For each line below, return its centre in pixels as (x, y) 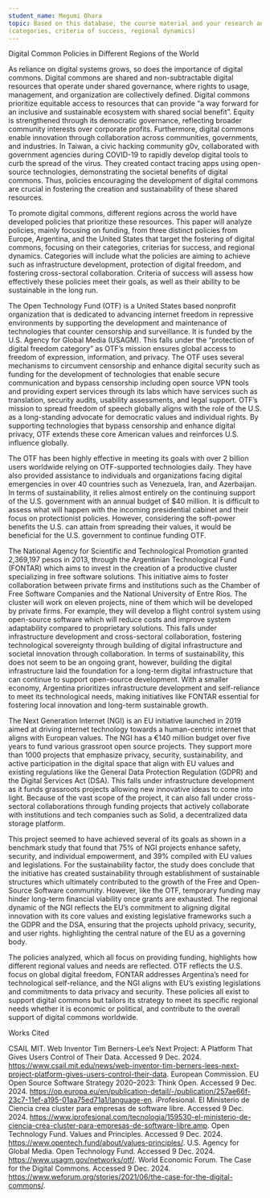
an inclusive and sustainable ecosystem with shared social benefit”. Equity (131, 112)
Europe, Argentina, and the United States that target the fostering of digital (131, 239)
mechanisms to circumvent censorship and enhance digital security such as (134, 366)
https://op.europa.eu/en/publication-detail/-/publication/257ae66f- (140, 1092)
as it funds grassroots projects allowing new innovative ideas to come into (131, 790)
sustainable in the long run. (53, 290)
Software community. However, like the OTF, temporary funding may (147, 890)
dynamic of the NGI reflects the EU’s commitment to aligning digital (119, 908)
